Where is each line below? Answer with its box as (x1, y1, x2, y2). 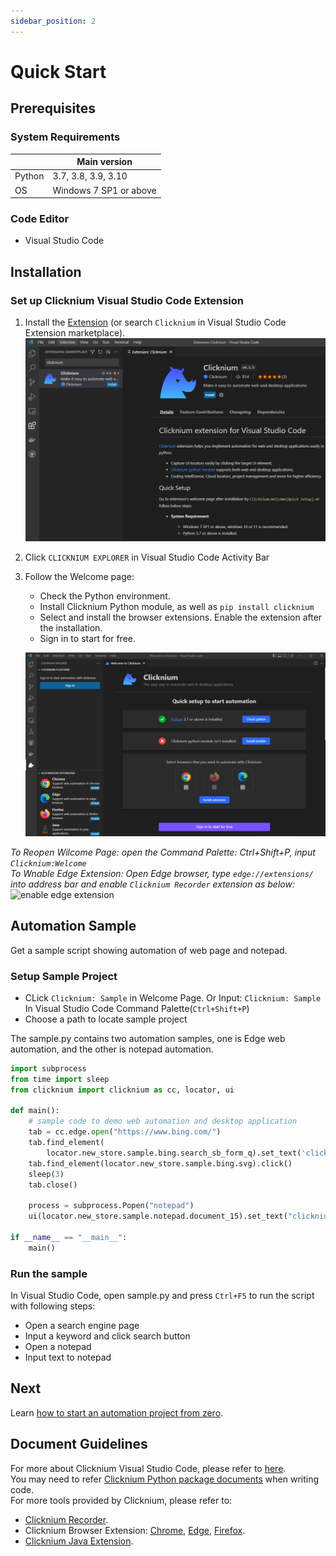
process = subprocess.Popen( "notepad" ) (28, 1201, 195, 1211)
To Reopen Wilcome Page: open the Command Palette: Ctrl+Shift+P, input (10, 846, 316, 858)
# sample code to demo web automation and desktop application (28, 1116, 298, 1127)
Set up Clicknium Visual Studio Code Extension (10, 293, 245, 307)
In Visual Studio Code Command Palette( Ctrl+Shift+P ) (24, 1002, 250, 1014)
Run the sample (10, 1266, 88, 1280)
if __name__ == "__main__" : (10, 1232, 128, 1242)
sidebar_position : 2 (10, 16, 97, 26)
